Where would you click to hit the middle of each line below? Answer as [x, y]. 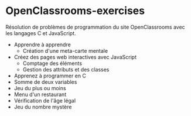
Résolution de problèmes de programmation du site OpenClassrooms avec [95, 27]
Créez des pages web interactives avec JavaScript [75, 57]
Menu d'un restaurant [40, 94]
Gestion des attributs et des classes [66, 69]
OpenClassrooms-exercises [75, 11]
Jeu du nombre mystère [43, 107]
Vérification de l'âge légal [45, 100]
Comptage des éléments [52, 63]
